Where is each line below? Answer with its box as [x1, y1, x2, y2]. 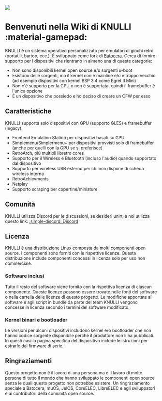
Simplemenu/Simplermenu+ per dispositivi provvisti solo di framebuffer [12, 140, 154, 145]
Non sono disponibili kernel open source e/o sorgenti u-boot [12, 67, 133, 73]
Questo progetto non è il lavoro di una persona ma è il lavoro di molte [5, 369, 143, 375]
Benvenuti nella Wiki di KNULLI [5, 21, 132, 32]
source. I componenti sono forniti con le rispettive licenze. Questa [5, 250, 136, 256]
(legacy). [5, 125, 23, 131]
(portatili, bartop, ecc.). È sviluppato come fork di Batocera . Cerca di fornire [5, 53, 156, 59]
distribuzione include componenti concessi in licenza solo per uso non [5, 256, 146, 261]
